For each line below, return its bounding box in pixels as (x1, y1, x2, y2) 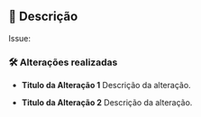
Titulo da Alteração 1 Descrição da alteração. (21, 80, 191, 91)
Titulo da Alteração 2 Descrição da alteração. (21, 97, 193, 108)
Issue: (8, 32, 32, 43)
